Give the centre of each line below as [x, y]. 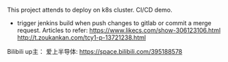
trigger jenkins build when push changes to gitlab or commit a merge [114, 23]
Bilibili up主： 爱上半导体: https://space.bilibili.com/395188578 [95, 51]
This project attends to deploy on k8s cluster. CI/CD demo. [90, 10]
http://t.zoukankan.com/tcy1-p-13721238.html [81, 37]
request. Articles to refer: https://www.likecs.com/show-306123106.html [119, 30]
